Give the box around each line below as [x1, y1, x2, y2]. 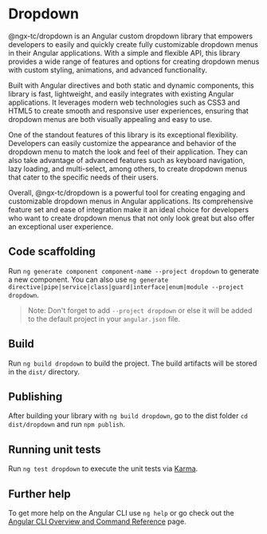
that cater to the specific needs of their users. [8, 172, 159, 182]
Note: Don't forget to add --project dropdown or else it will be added [27, 305, 253, 315]
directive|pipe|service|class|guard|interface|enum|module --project [8, 283, 245, 291]
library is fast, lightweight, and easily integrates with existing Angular [8, 89, 234, 98]
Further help [8, 487, 72, 500]
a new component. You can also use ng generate [8, 275, 169, 284]
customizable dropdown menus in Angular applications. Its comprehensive [8, 196, 253, 206]
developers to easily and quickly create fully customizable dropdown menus [8, 39, 259, 49]
